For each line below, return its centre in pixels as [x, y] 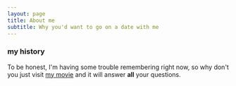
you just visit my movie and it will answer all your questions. [94, 74]
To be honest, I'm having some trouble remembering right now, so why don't [118, 67]
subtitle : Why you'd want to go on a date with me [83, 27]
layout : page [26, 14]
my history [26, 51]
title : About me [31, 20]
